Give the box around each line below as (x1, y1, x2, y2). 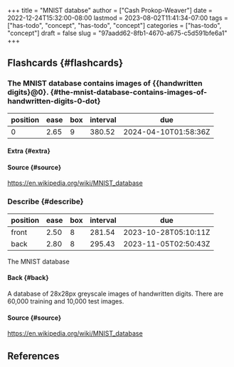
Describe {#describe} (7, 196, 84, 206)
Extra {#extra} (7, 146, 51, 156)
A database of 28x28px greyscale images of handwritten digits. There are (7, 289, 224, 298)
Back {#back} (7, 273, 49, 282)
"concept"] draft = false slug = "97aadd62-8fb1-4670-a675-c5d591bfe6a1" (7, 29, 228, 37)
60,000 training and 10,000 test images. (7, 296, 124, 306)
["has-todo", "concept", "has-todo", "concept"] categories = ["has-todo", (7, 21, 222, 29)
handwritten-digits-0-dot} (7, 96, 101, 106)
